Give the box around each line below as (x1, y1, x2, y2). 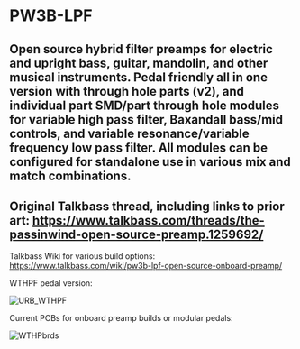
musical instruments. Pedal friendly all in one (9, 69, 268, 85)
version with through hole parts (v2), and (9, 83, 245, 99)
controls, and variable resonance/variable (9, 125, 250, 141)
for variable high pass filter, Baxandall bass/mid (9, 112, 284, 127)
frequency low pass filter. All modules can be (9, 140, 268, 155)
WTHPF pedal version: (9, 278, 93, 289)
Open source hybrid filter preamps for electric (9, 41, 273, 57)
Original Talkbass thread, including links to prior (9, 198, 286, 214)
